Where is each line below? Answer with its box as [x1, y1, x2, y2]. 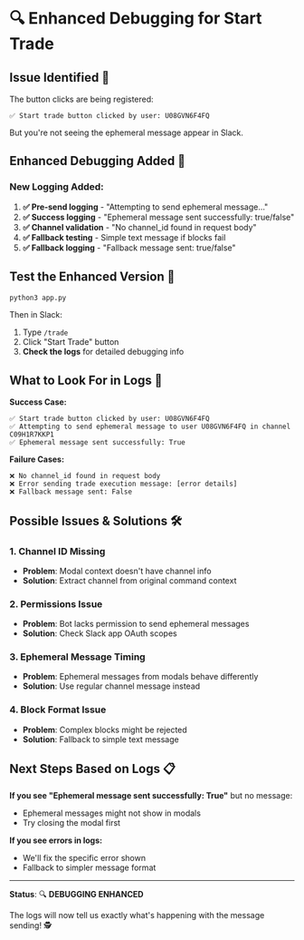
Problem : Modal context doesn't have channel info [22, 565, 212, 576]
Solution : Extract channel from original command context [22, 574, 237, 586]
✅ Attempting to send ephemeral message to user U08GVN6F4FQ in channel [9, 422, 291, 432]
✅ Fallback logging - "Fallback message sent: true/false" [22, 242, 236, 253]
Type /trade [22, 327, 69, 338]
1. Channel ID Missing [9, 544, 106, 557]
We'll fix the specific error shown [22, 852, 147, 863]
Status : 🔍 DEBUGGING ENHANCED [9, 888, 144, 899]
